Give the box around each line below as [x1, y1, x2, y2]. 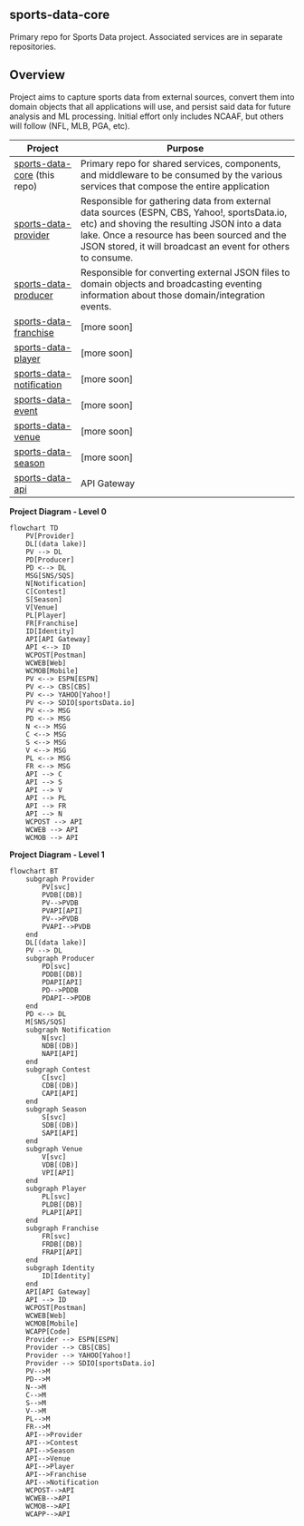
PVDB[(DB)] [42, 890, 83, 899]
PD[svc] [42, 962, 71, 971]
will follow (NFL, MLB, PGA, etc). [9, 120, 130, 131]
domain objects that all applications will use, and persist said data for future [9, 101, 291, 112]
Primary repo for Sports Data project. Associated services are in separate [9, 31, 283, 42]
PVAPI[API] [42, 906, 83, 915]
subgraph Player [25, 1184, 88, 1193]
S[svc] [42, 1112, 67, 1121]
